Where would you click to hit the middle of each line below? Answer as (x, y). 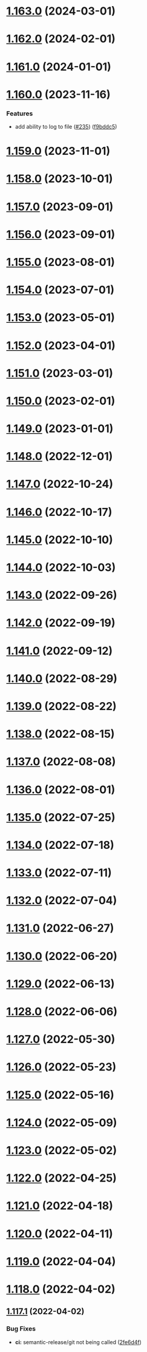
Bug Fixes (21, 1329)
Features (20, 113)
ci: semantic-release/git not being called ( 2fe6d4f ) (78, 1342)
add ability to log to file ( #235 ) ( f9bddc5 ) (66, 127)
